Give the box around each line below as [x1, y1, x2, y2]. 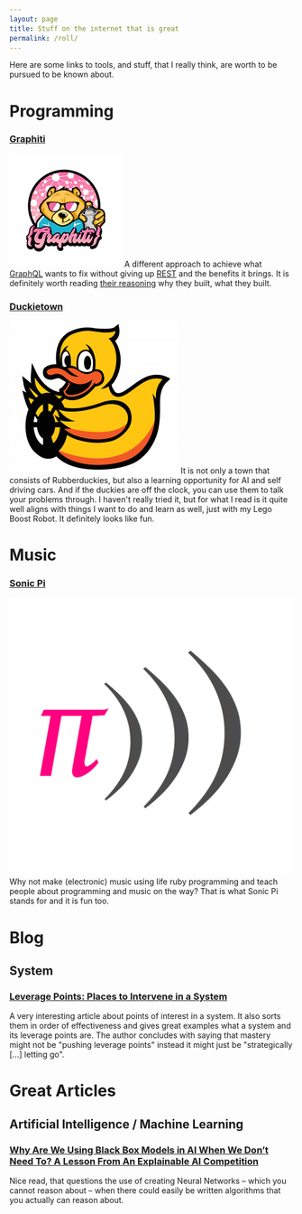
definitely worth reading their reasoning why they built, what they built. [9, 277, 272, 288]
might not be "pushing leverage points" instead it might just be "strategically [9, 1040, 293, 1051]
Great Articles [9, 1080, 116, 1101]
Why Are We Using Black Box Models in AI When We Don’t [9, 1144, 269, 1156]
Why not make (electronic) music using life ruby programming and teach [9, 876, 279, 887]
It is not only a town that [179, 465, 270, 476]
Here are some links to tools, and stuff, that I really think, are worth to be [9, 60, 278, 70]
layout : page [9, 14, 59, 23]
